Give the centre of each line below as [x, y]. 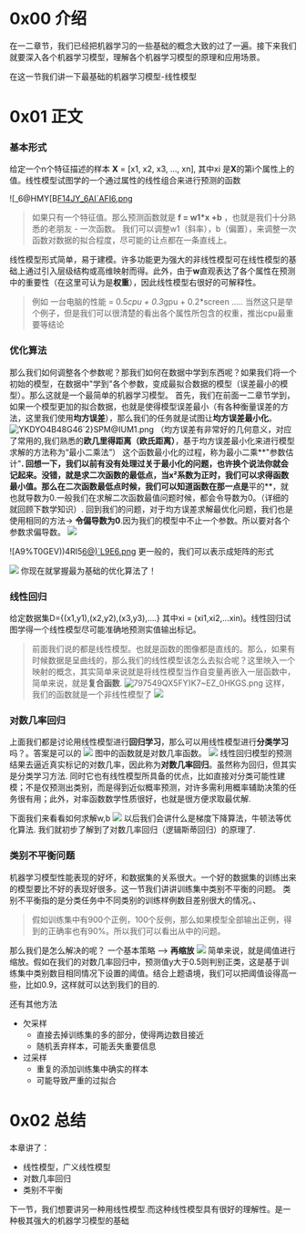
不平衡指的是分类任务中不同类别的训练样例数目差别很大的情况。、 [139, 900]
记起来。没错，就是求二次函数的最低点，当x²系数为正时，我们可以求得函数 [149, 474]
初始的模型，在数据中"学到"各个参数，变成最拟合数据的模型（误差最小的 [145, 383]
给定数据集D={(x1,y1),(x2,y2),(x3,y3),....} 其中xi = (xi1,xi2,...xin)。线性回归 [147, 618]
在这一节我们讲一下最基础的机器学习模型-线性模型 [103, 76]
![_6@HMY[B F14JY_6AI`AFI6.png [71, 199]
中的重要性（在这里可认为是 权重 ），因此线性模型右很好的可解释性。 [135, 283]
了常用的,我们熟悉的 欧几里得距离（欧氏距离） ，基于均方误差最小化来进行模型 [153, 441]
